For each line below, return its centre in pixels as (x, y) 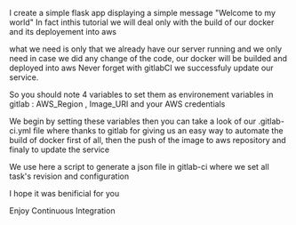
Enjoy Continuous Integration (62, 211)
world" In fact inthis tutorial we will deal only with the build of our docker (142, 22)
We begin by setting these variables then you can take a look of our (133, 121)
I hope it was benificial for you (64, 193)
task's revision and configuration (69, 176)
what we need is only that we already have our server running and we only (146, 49)
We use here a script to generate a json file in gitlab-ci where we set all (139, 167)
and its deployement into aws (63, 32)
